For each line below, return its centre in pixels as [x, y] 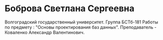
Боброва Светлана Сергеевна [70, 9]
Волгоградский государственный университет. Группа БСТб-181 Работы [81, 22]
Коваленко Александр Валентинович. [45, 32]
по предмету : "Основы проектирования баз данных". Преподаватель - [81, 27]
